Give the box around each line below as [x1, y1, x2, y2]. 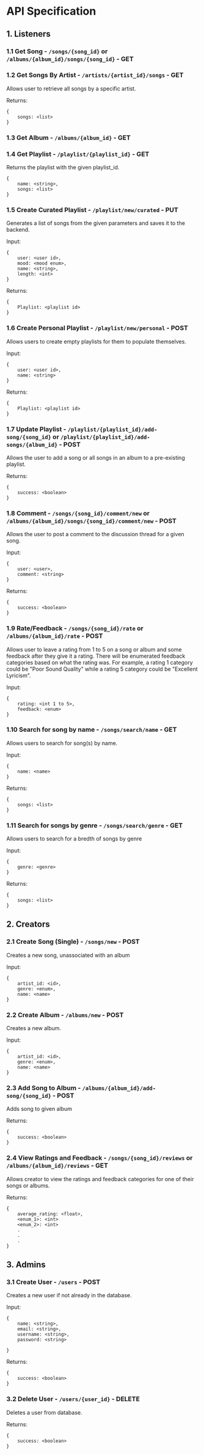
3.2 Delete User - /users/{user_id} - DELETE [6, 1395, 140, 1404]
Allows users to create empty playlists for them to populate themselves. [6, 337, 186, 345]
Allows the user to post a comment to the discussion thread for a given [6, 531, 184, 538]
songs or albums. [6, 1182, 50, 1189]
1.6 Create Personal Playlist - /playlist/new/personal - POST [6, 324, 188, 333]
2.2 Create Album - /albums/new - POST [6, 1011, 124, 1019]
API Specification [6, 4, 97, 18]
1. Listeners [6, 29, 51, 39]
